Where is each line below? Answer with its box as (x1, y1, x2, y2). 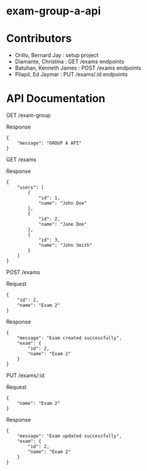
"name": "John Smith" (38, 242, 93, 249)
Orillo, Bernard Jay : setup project (14, 52, 99, 59)
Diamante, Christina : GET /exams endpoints (14, 58, 125, 65)
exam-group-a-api (6, 4, 101, 18)
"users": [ (17, 184, 44, 190)
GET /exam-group (6, 112, 51, 119)
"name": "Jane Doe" (38, 221, 87, 228)
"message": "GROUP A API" (17, 140, 82, 147)
